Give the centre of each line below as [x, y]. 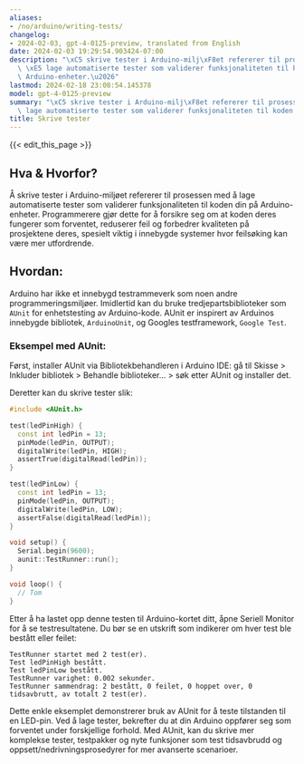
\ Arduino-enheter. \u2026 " [68, 77]
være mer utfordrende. [52, 243]
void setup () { [38, 543]
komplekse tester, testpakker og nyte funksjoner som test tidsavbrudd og [146, 740]
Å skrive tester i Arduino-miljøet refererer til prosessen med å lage [133, 195]
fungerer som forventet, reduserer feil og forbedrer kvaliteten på [129, 224]
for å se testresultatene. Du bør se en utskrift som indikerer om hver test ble [151, 628]
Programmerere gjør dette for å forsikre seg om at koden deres [159, 214]
